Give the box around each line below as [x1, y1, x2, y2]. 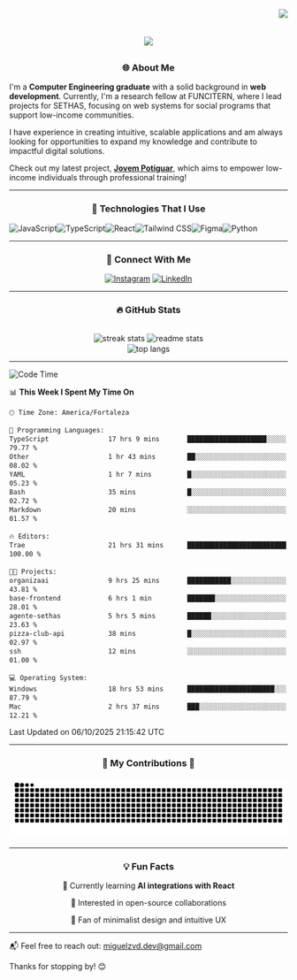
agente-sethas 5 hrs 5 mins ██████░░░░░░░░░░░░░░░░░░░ [9, 612, 287, 621]
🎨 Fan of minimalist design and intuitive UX [70, 915, 227, 925]
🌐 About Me [122, 62, 175, 74]
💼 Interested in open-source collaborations [70, 898, 227, 908]
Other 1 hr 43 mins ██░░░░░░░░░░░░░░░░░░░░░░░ [9, 453, 287, 462]
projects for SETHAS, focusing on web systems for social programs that [9, 101, 271, 111]
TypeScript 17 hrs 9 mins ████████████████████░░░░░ [9, 435, 287, 444]
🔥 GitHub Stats [116, 304, 181, 316]
